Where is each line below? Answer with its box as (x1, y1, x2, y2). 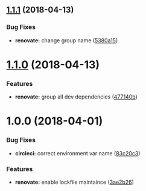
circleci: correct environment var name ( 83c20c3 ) (14, 149, 141, 157)
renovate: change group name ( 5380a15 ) (14, 36, 118, 44)
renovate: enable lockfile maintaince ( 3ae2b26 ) (14, 178, 135, 186)
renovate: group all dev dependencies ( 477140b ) (14, 93, 138, 100)
